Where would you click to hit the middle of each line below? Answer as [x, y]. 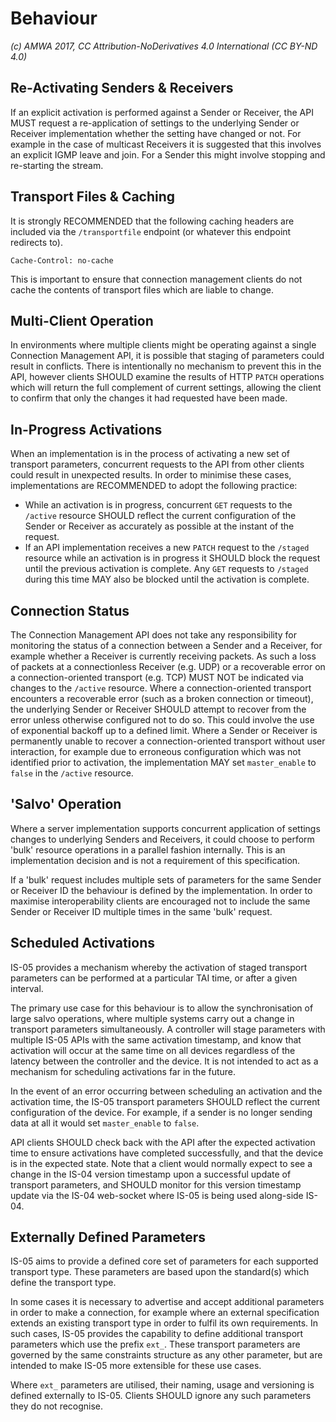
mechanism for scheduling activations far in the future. [123, 1071]
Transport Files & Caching [93, 197]
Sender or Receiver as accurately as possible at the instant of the [159, 526]
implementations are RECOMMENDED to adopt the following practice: [154, 486]
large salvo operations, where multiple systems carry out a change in [152, 1018]
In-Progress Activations [86, 429]
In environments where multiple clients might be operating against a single [163, 345]
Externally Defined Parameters [108, 1237]
